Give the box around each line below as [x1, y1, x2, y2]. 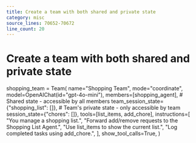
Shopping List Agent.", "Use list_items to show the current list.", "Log [6, 124, 178, 131]
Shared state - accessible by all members [6, 98, 110, 105]
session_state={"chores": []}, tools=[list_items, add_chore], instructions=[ [6, 110, 191, 118]
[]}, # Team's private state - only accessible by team [49, 104, 181, 111]
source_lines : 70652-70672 [6, 20, 75, 26]
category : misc [6, 15, 45, 21]
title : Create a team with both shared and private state [6, 8, 156, 15]
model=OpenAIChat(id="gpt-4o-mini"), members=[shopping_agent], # [6, 91, 183, 99]
